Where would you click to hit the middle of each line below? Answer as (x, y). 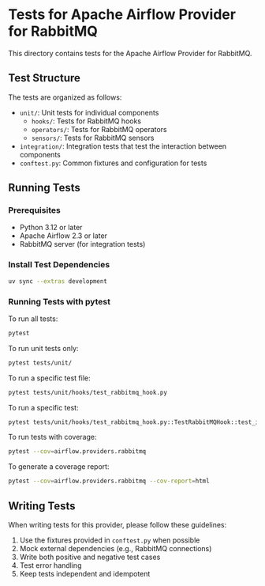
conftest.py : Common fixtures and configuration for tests (113, 163)
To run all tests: (33, 319)
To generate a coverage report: (59, 467)
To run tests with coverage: (52, 437)
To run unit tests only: (43, 348)
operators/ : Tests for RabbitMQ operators (99, 129)
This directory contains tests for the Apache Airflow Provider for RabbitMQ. (130, 53)
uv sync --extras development (58, 281)
